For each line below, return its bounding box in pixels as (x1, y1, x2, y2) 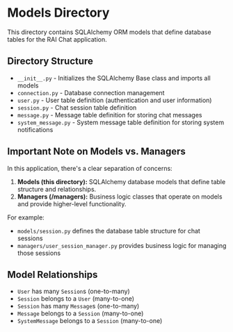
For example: (7, 213, 45, 222)
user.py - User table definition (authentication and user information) (17, 96, 212, 104)
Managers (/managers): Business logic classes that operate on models (17, 192, 223, 201)
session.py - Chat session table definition (17, 103, 137, 112)
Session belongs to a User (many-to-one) (17, 294, 134, 303)
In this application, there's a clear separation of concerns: (7, 164, 172, 172)
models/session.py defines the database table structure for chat (17, 226, 200, 235)
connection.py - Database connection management (17, 88, 165, 97)
